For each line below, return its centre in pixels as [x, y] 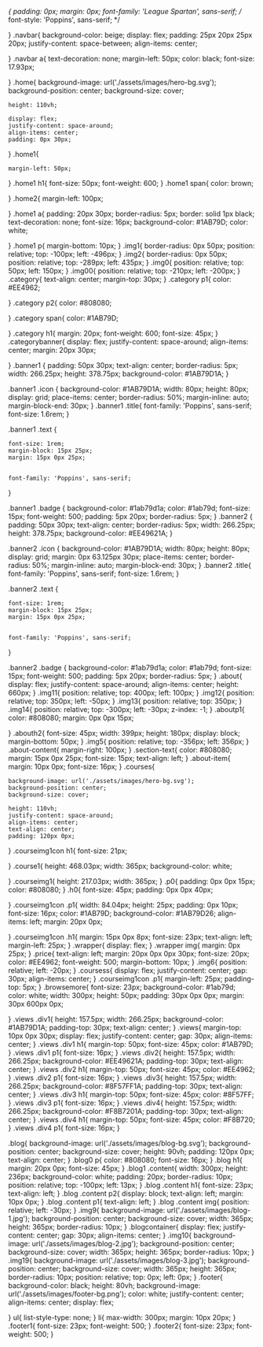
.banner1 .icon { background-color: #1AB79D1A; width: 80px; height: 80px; [128, 389]
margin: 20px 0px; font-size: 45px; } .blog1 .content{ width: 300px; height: [128, 1168]
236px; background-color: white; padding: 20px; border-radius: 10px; [121, 1176]
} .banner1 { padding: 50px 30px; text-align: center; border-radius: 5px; [123, 365]
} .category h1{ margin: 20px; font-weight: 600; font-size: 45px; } [113, 333]
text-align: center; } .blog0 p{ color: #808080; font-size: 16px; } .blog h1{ [126, 1160]
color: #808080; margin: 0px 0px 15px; [71, 718]
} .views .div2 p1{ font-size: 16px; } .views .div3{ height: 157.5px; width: [122, 1078]
